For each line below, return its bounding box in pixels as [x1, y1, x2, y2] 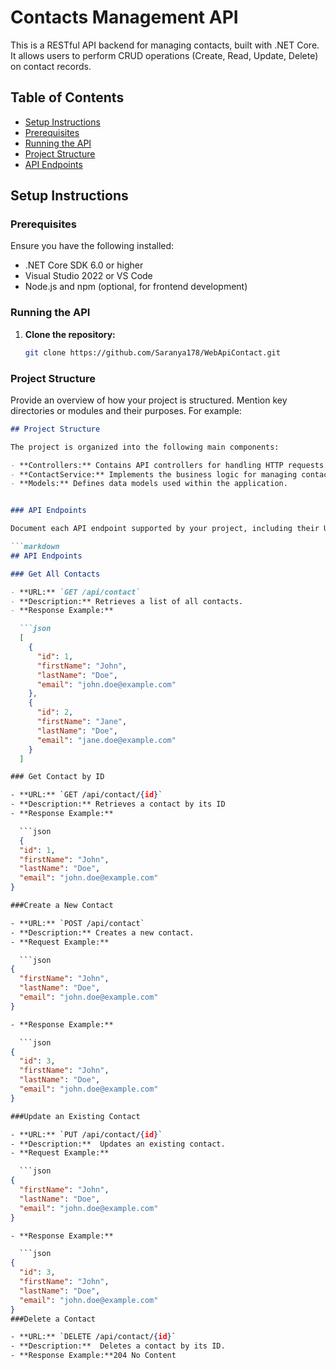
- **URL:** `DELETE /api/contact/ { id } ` [10, 1332, 177, 1342]
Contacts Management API [10, 6, 239, 29]
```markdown [10, 542, 60, 552]
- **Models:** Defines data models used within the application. [10, 479, 288, 489]
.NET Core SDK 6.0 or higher [24, 259, 144, 271]
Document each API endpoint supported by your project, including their [10, 524, 320, 534]
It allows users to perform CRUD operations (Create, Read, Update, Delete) [10, 49, 319, 61]
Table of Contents [10, 89, 125, 106]
